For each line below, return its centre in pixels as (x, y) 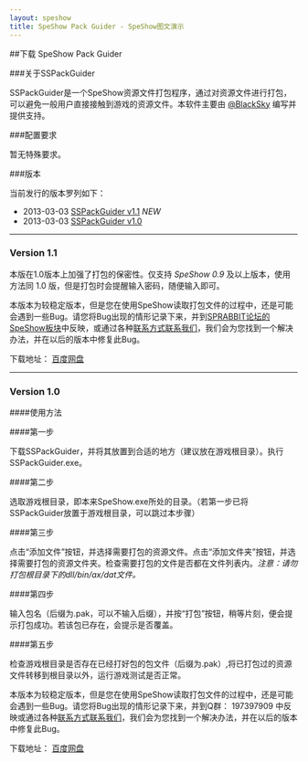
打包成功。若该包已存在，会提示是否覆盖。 (97, 625)
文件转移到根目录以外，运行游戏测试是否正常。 (97, 675)
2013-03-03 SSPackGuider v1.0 (82, 221)
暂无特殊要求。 (37, 154)
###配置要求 (33, 134)
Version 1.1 (33, 253)
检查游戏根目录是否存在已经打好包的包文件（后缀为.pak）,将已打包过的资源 (151, 664)
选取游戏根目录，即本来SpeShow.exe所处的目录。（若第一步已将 (129, 502)
